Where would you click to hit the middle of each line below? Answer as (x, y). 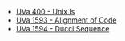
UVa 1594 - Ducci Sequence (62, 29)
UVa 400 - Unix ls (45, 12)
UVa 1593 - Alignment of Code (66, 20)
